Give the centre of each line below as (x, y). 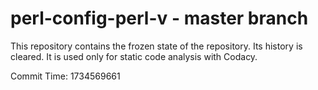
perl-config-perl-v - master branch (159, 18)
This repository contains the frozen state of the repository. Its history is (156, 46)
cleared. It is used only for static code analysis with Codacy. (134, 56)
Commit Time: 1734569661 (65, 76)
